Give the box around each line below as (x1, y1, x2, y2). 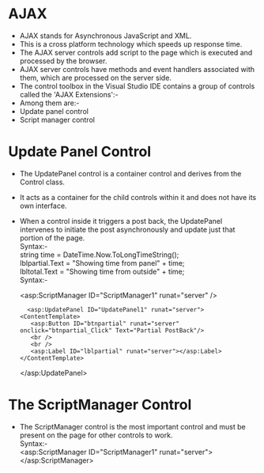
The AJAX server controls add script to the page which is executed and (19, 47, 253, 57)
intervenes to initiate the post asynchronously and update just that (19, 225, 236, 234)
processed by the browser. (19, 56, 107, 66)
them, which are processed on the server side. (19, 73, 172, 82)
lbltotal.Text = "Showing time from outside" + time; (19, 267, 185, 276)
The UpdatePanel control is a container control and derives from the (19, 168, 242, 178)
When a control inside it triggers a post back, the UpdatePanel (19, 216, 223, 225)
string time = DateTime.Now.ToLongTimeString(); (19, 250, 179, 259)
